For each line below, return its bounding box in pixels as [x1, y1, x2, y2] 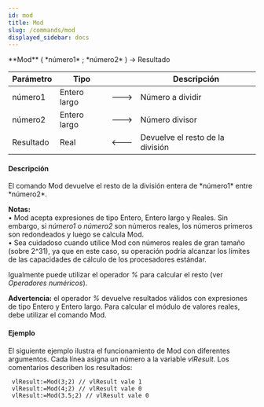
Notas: [8, 205, 31, 214]
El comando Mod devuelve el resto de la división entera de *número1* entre [8, 181, 253, 191]
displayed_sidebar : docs [8, 33, 90, 42]
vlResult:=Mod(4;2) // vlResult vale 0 [11, 384, 143, 393]
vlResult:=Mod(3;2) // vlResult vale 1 [11, 378, 143, 386]
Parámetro [12, 74, 53, 85]
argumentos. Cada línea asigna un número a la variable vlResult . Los [8, 354, 229, 364]
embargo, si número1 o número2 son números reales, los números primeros [8, 222, 253, 231]
